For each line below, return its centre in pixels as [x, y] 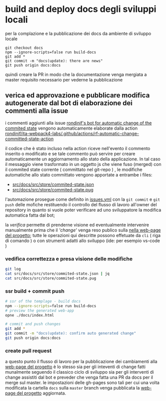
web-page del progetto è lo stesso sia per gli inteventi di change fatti [75, 367]
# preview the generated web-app [40, 311]
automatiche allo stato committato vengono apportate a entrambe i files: [79, 174]
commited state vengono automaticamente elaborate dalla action [71, 128]
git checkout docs [24, 48]
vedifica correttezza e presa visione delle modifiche [69, 258]
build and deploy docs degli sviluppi [81, 9]
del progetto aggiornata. [41, 393]
